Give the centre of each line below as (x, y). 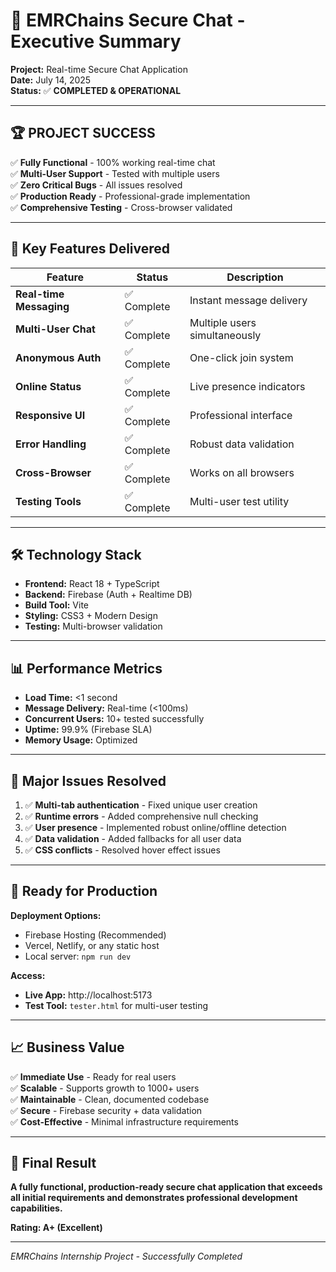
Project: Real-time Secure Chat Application (99, 69)
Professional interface (241, 415)
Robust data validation (242, 444)
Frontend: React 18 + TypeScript (92, 584)
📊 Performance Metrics (86, 668)
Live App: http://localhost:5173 (88, 995)
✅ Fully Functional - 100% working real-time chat (113, 162)
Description (255, 277)
